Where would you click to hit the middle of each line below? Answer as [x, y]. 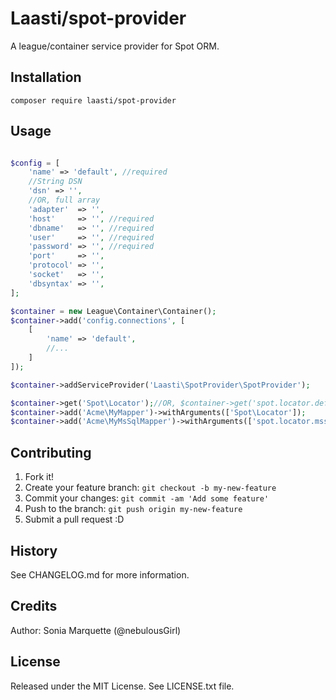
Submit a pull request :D [74, 519]
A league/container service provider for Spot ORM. [115, 46]
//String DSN [55, 182]
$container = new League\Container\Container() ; [113, 311]
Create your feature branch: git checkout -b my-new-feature [150, 488]
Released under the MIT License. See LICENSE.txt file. [122, 686]
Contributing [51, 452]
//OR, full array [64, 200]
